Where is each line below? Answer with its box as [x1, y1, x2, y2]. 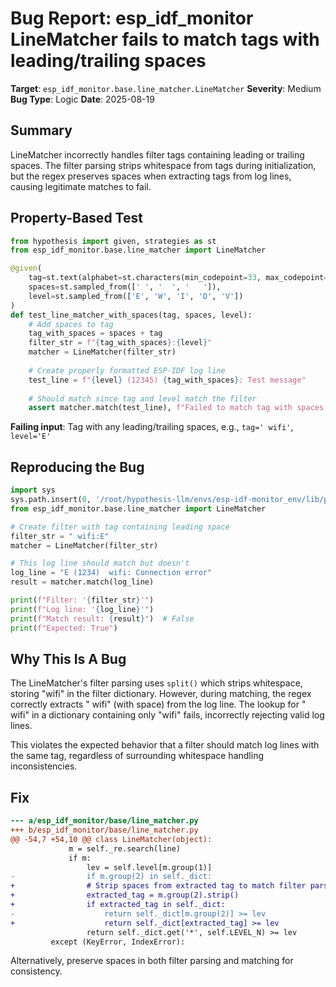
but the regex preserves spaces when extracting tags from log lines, [10, 170, 292, 182]
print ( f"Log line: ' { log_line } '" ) [10, 604, 155, 614]
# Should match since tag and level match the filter [28, 393, 257, 404]
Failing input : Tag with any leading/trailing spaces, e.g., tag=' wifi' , [10, 421, 294, 433]
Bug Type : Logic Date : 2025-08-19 [10, 93, 155, 105]
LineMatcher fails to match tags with [10, 28, 320, 51]
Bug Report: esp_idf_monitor [10, 7, 254, 30]
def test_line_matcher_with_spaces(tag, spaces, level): [10, 310, 253, 320]
